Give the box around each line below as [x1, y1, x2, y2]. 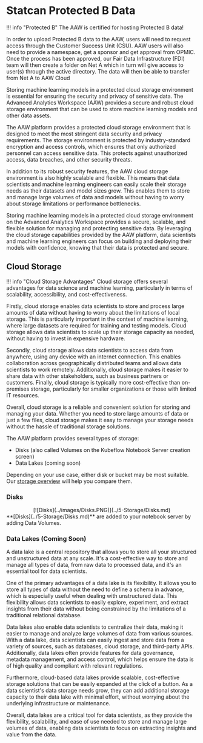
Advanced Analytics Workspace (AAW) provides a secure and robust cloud [6, 98, 194, 106]
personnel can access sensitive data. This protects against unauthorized [6, 149, 188, 157]
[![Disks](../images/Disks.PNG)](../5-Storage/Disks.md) [33, 507, 171, 514]
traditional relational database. [6, 612, 82, 619]
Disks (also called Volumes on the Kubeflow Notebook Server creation [15, 446, 191, 453]
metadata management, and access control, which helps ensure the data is [6, 656, 194, 663]
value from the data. [6, 731, 57, 738]
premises [6, 385, 30, 392]
